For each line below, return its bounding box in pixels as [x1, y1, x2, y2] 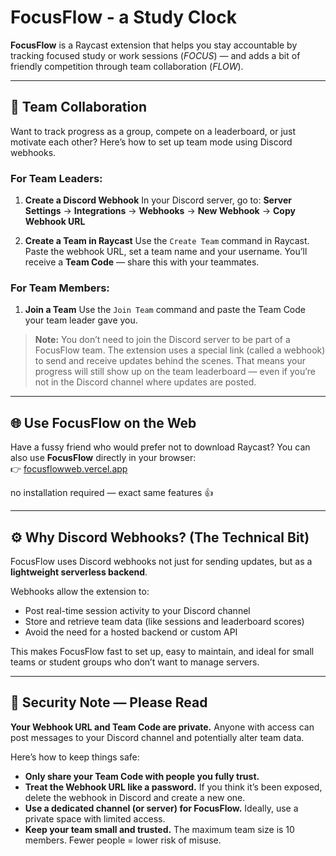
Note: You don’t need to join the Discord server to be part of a [34, 334, 291, 346]
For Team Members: [10, 281, 110, 295]
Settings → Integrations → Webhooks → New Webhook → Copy [24, 205, 296, 217]
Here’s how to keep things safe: [10, 751, 140, 763]
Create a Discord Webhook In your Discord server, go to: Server [24, 194, 292, 206]
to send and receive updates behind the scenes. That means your [34, 355, 306, 367]
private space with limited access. [24, 812, 166, 825]
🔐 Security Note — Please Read [10, 694, 208, 711]
